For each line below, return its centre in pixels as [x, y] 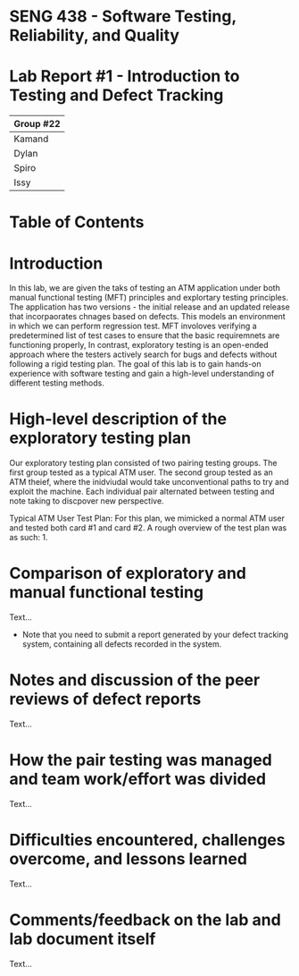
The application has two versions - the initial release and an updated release [149, 307]
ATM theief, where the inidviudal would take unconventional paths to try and [149, 482]
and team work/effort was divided [137, 779]
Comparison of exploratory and [128, 573]
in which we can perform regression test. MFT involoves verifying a [133, 326]
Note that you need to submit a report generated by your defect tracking [155, 635]
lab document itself [83, 939]
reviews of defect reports [105, 699]
